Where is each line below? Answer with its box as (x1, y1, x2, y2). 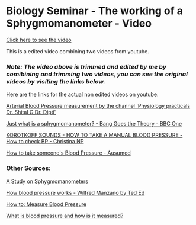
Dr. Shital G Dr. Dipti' (6, 108, 56, 116)
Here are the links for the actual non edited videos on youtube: (6, 91, 159, 98)
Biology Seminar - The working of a (6, 4, 184, 18)
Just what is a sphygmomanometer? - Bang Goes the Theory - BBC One (6, 120, 182, 127)
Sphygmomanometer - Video (6, 17, 152, 30)
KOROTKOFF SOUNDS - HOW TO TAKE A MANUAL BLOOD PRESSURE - (6, 131, 183, 139)
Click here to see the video (6, 36, 72, 43)
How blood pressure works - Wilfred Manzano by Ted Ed (6, 189, 145, 196)
